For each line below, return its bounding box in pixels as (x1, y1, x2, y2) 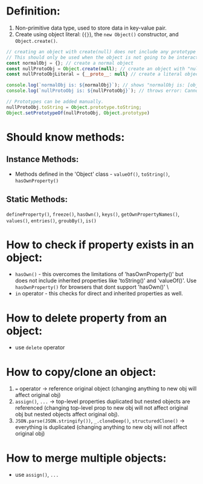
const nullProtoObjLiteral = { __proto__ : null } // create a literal (6, 71, 182, 77)
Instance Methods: (6, 154, 79, 164)
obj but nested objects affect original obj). (14, 411, 120, 418)
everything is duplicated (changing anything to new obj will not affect (14, 424, 187, 431)
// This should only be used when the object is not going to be (6, 54, 174, 60)
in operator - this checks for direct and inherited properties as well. (14, 290, 183, 297)
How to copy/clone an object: (6, 365, 156, 379)
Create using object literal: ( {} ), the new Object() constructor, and (14, 30, 179, 37)
